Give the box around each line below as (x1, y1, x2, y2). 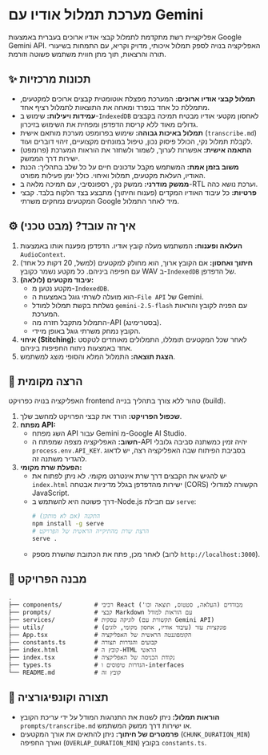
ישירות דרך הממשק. (19, 153, 80, 163)
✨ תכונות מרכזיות (8, 72, 91, 86)
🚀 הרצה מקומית (8, 375, 83, 388)
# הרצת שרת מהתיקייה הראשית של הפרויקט (31, 527, 150, 535)
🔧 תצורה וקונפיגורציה (8, 691, 110, 704)
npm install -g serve (31, 520, 104, 528)
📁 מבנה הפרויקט (8, 572, 87, 587)
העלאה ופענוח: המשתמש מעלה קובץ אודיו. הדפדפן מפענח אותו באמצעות (19, 241, 242, 250)
